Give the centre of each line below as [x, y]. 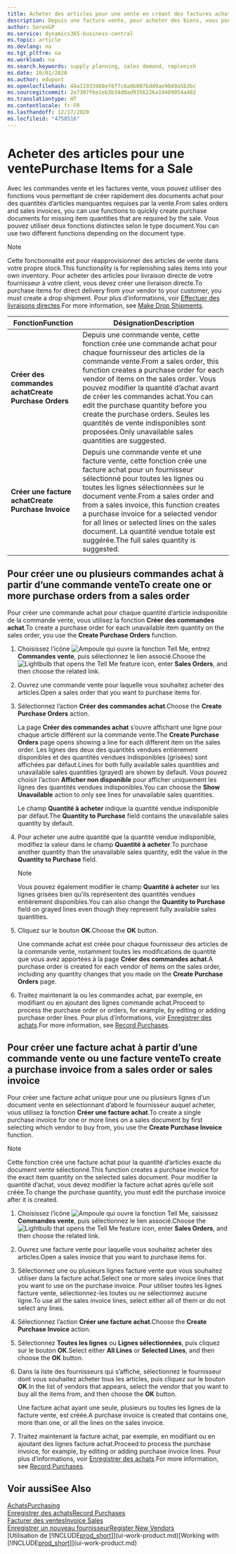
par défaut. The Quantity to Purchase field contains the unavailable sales [123, 816]
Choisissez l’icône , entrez [114, 649]
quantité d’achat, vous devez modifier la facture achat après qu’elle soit [111, 1185]
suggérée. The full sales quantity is [139, 540]
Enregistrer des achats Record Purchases [66, 1513]
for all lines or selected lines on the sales [149, 522]
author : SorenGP [31, 27]
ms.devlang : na [29, 47]
